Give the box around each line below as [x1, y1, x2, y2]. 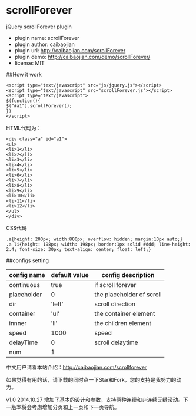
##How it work [6, 71, 42, 78]
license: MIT [14, 60, 45, 67]
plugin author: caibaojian [14, 41, 75, 48]
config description [101, 270, 155, 279]
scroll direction [94, 300, 136, 308]
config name [9, 270, 45, 279]
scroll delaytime [94, 338, 138, 346]
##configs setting [6, 257, 49, 264]
